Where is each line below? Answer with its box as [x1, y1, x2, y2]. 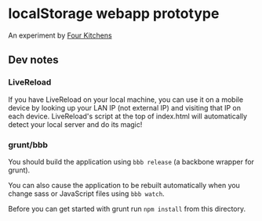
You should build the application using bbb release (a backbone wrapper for [8, 157, 255, 166]
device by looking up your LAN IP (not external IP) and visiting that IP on [8, 103, 242, 112]
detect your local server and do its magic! [8, 119, 143, 129]
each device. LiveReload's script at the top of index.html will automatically [8, 111, 248, 121]
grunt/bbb [8, 139, 49, 150]
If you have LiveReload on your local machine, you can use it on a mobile [8, 95, 244, 104]
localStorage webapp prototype [8, 5, 220, 23]
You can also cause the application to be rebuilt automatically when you [8, 180, 241, 190]
